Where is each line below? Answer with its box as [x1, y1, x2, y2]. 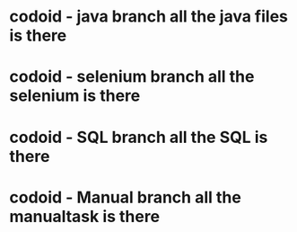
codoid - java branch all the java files [9, 6, 289, 27]
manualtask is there [9, 206, 160, 227]
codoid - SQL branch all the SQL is [9, 127, 268, 147]
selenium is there [9, 85, 141, 106]
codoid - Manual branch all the [9, 187, 242, 208]
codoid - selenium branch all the [9, 67, 255, 87]
